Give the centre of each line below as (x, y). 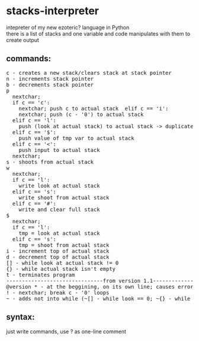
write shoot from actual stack (64, 198)
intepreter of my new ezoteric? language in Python (68, 27)
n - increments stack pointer (50, 79)
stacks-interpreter (53, 11)
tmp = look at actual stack (59, 233)
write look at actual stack (59, 186)
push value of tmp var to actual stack (76, 138)
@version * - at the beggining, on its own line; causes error (100, 287)
